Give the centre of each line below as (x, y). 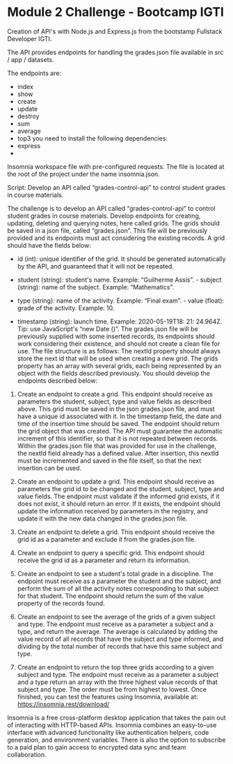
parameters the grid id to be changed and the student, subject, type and (121, 488)
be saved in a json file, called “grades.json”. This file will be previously (107, 230)
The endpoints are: (34, 73)
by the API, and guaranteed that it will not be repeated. (95, 266)
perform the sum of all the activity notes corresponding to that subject (118, 588)
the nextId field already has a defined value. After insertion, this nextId (118, 453)
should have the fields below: (49, 245)
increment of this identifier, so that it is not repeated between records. (118, 438)
